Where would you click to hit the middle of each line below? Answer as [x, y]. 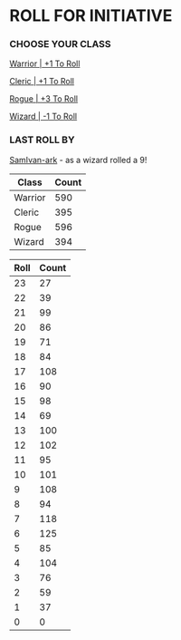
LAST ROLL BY [42, 140]
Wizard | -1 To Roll [43, 116]
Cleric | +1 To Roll [42, 82]
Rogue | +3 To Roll [44, 99]
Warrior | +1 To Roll [45, 63]
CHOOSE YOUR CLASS [60, 44]
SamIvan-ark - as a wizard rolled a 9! [78, 160]
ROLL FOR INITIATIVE [91, 16]
